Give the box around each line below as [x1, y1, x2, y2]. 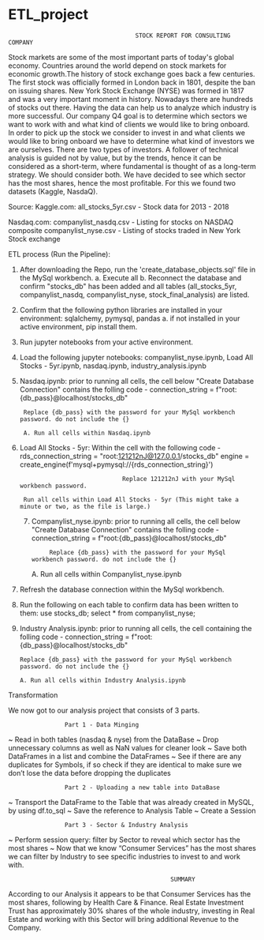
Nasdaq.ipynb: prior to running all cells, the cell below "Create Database [19, 376, 255, 385]
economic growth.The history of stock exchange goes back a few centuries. [8, 69, 255, 78]
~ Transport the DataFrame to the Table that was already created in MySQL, [8, 797, 255, 807]
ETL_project [8, 6, 89, 24]
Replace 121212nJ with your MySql [121, 475, 236, 483]
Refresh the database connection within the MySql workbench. [19, 585, 225, 594]
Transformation [8, 690, 58, 700]
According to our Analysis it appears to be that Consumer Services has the [8, 889, 251, 898]
